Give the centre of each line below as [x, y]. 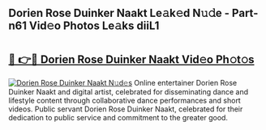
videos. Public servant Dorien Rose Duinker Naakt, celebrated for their [126, 109]
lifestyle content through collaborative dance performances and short [124, 101]
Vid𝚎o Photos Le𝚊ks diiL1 [94, 26]
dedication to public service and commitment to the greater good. [118, 117]
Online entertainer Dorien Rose [185, 83]
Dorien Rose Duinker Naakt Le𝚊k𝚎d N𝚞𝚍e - [119, 13]
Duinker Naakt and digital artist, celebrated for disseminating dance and [129, 92]
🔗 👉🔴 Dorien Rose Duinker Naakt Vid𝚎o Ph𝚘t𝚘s [131, 59]
